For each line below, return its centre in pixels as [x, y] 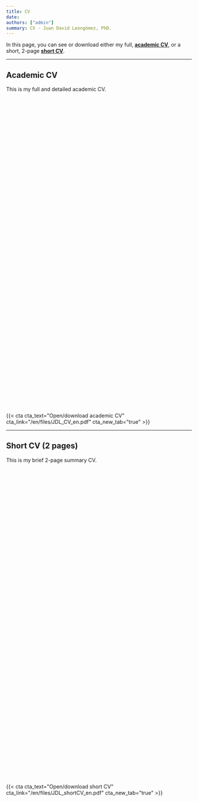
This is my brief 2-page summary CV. [52, 460]
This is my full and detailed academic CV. [56, 90]
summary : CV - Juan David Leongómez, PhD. [59, 28]
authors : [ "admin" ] [30, 22]
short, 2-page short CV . [35, 51]
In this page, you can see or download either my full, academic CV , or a [93, 45]
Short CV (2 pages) [42, 446]
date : [13, 17]
